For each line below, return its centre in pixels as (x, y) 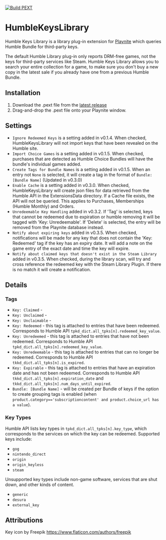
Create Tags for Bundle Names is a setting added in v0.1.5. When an (81, 169)
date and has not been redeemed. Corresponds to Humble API (76, 373)
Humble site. (25, 148)
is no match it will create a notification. (52, 269)
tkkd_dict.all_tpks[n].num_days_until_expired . (62, 384)
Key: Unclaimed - (29, 315)
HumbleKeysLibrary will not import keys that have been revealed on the (85, 143)
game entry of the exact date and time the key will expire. (71, 248)
